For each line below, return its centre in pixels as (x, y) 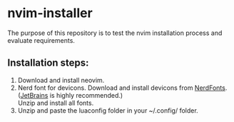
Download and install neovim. (61, 80)
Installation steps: (48, 63)
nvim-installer (50, 13)
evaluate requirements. (41, 40)
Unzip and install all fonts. (56, 103)
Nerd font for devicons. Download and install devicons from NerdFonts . (122, 88)
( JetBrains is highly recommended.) (70, 95)
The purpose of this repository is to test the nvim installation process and (115, 33)
